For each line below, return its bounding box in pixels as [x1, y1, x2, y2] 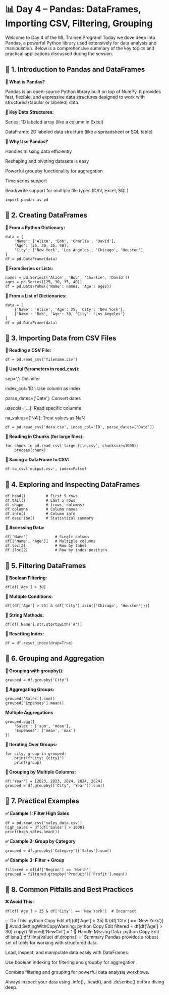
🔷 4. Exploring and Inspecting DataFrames [5, 480, 140, 489]
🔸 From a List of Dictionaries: [5, 292, 67, 298]
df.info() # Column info [5, 511, 76, 516]
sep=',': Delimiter [5, 376, 40, 382]
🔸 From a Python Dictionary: [5, 224, 66, 230]
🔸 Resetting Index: [5, 631, 44, 637]
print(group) [14, 760, 42, 765]
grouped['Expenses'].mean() [5, 701, 65, 706]
